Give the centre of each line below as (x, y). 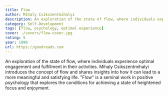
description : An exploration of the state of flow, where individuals (80, 19)
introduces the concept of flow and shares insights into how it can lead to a (83, 72)
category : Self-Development (34, 24)
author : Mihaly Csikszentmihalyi (40, 14)
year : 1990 (16, 42)
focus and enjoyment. (27, 87)
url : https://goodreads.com (34, 47)
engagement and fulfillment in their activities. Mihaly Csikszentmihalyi (77, 66)
